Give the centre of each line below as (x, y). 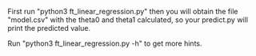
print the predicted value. (49, 28)
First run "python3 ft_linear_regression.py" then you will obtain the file (123, 11)
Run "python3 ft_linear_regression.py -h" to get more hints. (105, 43)
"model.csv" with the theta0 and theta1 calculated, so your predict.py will (128, 20)
